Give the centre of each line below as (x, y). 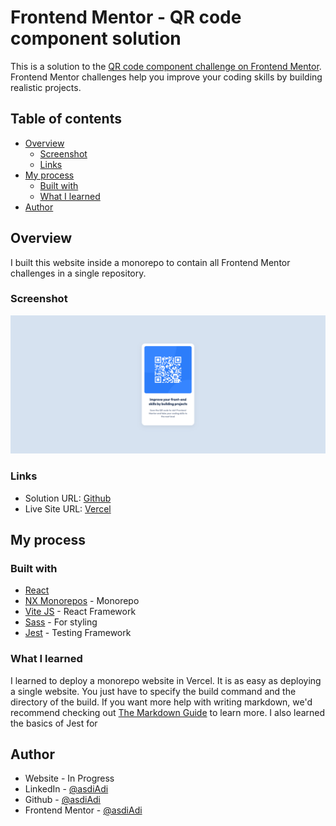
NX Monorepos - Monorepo (82, 601)
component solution (96, 38)
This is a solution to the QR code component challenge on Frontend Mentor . (166, 66)
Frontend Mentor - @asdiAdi (83, 810)
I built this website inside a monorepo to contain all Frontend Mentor (150, 262)
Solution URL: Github (68, 498)
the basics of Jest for (54, 723)
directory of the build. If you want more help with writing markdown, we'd (161, 702)
